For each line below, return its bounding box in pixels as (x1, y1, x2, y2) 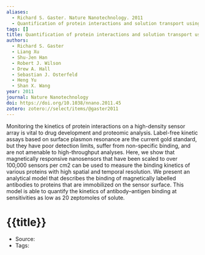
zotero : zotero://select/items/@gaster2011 (6, 105, 119, 112)
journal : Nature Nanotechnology (6, 94, 88, 100)
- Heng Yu (12, 77, 37, 83)
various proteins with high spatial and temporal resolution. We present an (6, 168, 190, 175)
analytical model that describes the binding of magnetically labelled (6, 174, 176, 182)
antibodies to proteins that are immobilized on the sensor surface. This (6, 181, 184, 188)
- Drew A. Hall (12, 65, 51, 72)
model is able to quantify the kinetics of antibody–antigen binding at (6, 187, 177, 194)
